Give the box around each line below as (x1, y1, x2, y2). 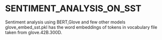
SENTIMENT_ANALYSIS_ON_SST (5, 3, 141, 14)
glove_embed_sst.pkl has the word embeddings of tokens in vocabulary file (5, 24, 158, 30)
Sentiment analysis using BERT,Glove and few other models (5, 19, 126, 25)
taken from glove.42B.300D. (5, 29, 62, 35)
